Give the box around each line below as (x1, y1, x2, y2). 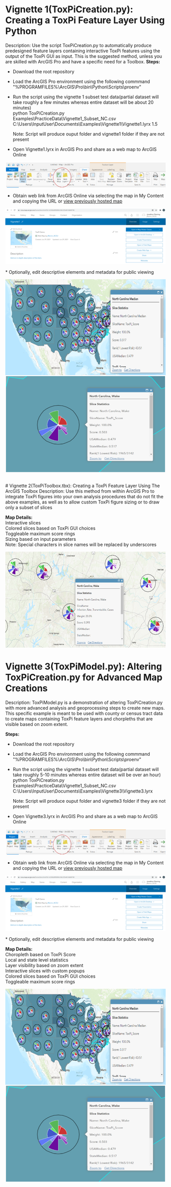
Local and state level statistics (5, 957, 69, 963)
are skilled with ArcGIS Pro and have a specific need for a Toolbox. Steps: (5, 58, 160, 64)
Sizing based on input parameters (5, 536, 76, 542)
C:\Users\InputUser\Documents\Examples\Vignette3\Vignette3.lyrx (12, 788, 153, 794)
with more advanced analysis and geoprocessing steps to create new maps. (5, 705, 165, 711)
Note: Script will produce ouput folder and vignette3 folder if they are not (12, 798, 166, 804)
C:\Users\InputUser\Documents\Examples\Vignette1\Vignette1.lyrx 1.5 (12, 121, 158, 127)
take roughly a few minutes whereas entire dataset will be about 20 (12, 99, 154, 105)
